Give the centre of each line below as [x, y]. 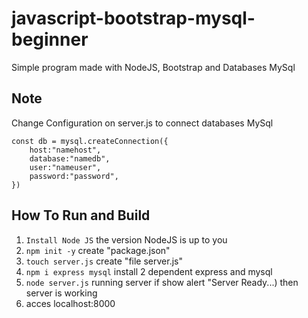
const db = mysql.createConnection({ [90, 141]
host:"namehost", [65, 150]
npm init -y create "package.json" [98, 250]
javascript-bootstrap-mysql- [133, 18]
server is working [61, 293]
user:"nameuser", [65, 167]
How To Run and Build [81, 215]
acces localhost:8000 [70, 303]
